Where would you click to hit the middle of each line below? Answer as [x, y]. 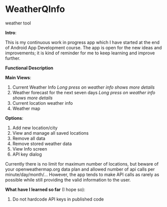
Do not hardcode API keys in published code [58, 199]
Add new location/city [35, 128]
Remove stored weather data [42, 144]
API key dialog [27, 154]
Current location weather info [43, 103]
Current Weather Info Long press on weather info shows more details [83, 87]
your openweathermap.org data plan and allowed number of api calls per [80, 169]
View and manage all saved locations [50, 133]
